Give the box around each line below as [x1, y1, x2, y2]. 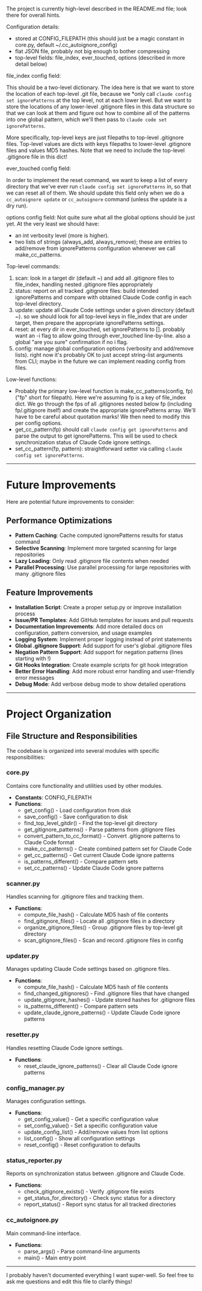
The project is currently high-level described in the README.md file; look [6, 5, 188, 12]
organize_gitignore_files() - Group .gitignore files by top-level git [23, 924, 183, 931]
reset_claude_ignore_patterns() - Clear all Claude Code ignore [23, 1062, 178, 1069]
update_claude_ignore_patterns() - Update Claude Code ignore [23, 1009, 180, 1016]
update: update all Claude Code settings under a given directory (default [14, 307, 195, 313]
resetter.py [6, 1031, 40, 1039]
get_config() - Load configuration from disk [23, 806, 132, 814]
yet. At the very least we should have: [6, 220, 99, 227]
